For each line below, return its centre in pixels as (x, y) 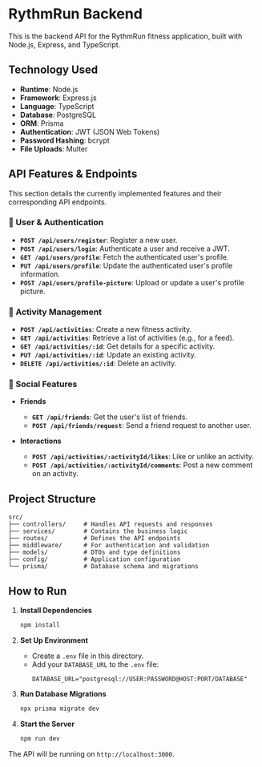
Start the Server (47, 724)
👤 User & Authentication (56, 223)
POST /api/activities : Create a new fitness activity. (106, 329)
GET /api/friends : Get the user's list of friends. (110, 417)
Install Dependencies (56, 611)
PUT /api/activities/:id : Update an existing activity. (108, 355)
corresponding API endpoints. (58, 202)
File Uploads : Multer (54, 148)
